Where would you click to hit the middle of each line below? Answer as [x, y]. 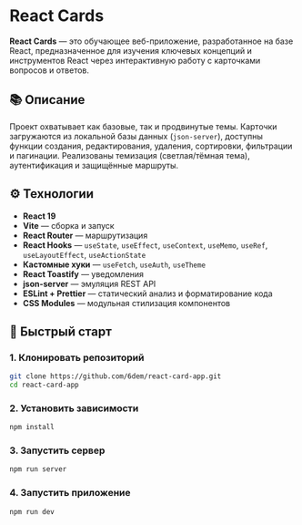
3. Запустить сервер [57, 450]
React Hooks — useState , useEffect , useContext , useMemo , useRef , [145, 245]
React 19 [39, 216]
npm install [32, 427]
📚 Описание [47, 100]
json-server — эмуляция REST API [89, 283]
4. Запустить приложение [70, 493]
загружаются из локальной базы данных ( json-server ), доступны [136, 136]
